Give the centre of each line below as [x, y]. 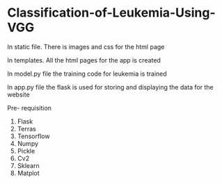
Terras [26, 128]
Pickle [26, 151]
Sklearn [28, 165]
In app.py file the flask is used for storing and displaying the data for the [110, 87]
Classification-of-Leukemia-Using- [111, 13]
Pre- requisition [30, 108]
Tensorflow [33, 136]
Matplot [28, 173]
